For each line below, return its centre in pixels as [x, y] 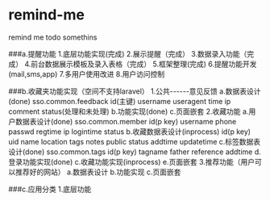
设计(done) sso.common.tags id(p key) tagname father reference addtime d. [135, 152]
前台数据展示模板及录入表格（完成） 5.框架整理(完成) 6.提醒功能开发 [144, 64]
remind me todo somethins [53, 37]
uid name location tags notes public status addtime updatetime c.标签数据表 [135, 141]
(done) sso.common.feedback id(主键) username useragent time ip [120, 101]
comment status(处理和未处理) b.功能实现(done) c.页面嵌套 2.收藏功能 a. [129, 111]
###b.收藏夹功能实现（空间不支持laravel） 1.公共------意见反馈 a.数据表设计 [135, 91]
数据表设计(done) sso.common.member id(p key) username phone [126, 121]
